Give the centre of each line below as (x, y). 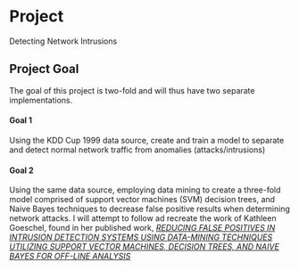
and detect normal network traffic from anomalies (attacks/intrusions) (137, 150)
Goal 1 (21, 120)
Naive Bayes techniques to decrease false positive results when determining (149, 209)
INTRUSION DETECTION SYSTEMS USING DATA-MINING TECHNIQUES (141, 237)
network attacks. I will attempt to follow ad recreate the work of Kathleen (143, 218)
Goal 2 (21, 170)
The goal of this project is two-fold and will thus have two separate (132, 90)
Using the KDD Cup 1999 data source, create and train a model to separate (147, 140)
